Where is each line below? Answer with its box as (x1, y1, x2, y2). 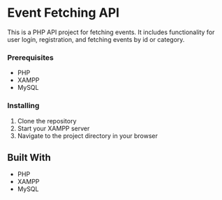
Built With (7, 151, 51, 163)
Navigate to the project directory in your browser (17, 131, 158, 140)
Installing (7, 101, 40, 111)
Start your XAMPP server (17, 124, 90, 132)
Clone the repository (17, 116, 77, 125)
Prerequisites (7, 52, 54, 62)
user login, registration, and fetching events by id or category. (7, 35, 185, 43)
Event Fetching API (7, 5, 120, 21)
